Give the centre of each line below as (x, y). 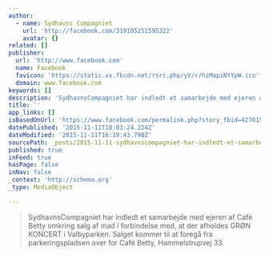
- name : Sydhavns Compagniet (64, 23)
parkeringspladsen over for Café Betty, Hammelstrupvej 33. (126, 242)
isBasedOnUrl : (32, 120)
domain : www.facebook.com (59, 83)
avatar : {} (41, 38)
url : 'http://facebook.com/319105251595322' (98, 30)
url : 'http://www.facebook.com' (70, 61)
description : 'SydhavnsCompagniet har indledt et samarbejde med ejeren (132, 98)
